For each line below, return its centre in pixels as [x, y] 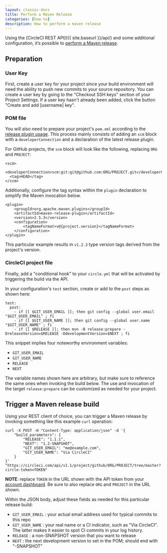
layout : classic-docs [28, 10]
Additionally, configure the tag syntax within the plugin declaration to [76, 190]
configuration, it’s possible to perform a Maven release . [62, 43]
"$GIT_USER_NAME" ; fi [29, 325]
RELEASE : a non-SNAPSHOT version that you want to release [74, 536]
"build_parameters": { [38, 435]
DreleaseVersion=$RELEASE [32, 334]
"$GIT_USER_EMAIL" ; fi [30, 316]
